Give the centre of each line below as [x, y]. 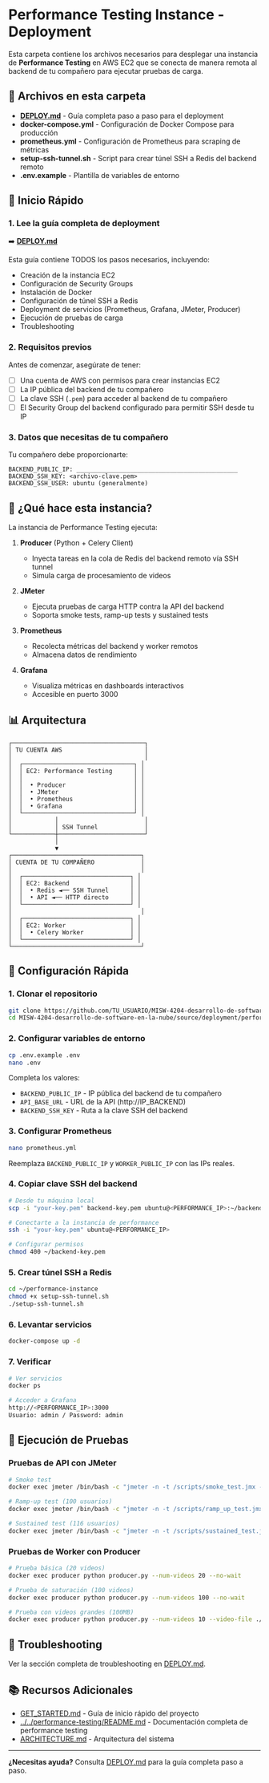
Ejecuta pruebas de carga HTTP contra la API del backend [128, 606]
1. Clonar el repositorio [53, 994]
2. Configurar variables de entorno [77, 1039]
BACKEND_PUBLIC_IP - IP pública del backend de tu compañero [121, 1093]
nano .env [25, 1063]
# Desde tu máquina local [51, 1201]
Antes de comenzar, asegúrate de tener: [75, 365]
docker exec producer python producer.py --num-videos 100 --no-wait [127, 1598]
